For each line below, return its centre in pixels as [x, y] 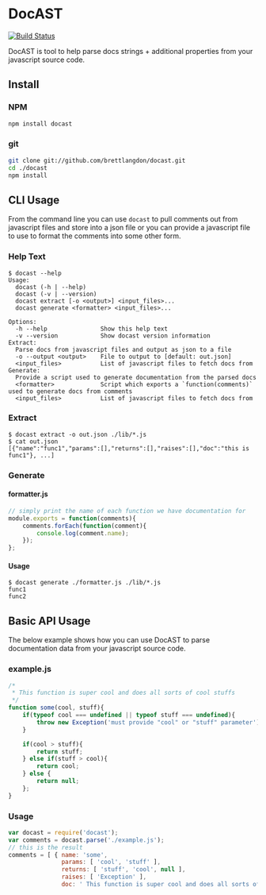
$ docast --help [35, 273]
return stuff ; [60, 751]
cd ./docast [28, 168]
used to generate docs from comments [70, 391]
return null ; [58, 781]
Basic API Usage [49, 621]
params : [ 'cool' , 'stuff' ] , [111, 862]
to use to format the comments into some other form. [95, 236]
